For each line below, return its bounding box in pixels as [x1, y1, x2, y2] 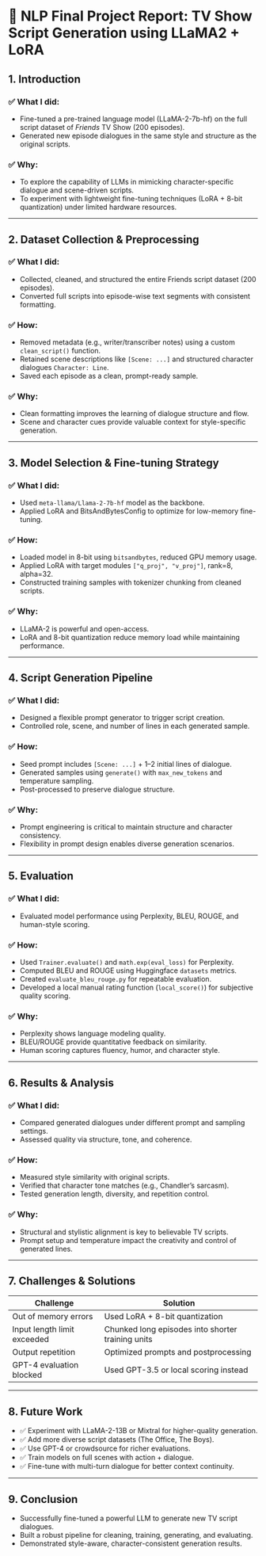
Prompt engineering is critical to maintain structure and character [19, 822, 233, 832]
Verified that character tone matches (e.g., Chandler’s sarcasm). [19, 1180, 230, 1191]
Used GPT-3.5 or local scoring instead [104, 1364, 249, 1375]
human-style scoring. [19, 919, 90, 929]
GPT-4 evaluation [12, 1360, 79, 1371]
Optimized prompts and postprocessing [104, 1347, 252, 1358]
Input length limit [12, 1324, 74, 1335]
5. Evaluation [8, 869, 74, 883]
